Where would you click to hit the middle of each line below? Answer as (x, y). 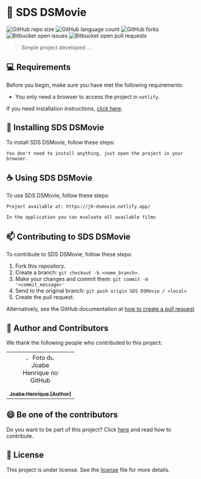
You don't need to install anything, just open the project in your (95, 153)
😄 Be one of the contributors (62, 415)
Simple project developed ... (56, 47)
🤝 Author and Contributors (57, 328)
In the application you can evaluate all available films (81, 217)
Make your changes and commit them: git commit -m (82, 279)
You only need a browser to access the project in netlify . (87, 97)
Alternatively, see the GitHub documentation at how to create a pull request (101, 309)
